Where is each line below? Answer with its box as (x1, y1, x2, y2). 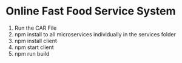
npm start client (14, 44, 54, 51)
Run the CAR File (14, 24, 57, 31)
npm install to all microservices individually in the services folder (14, 30, 177, 38)
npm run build (14, 50, 50, 57)
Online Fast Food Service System (5, 4, 177, 18)
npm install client (14, 37, 57, 44)
